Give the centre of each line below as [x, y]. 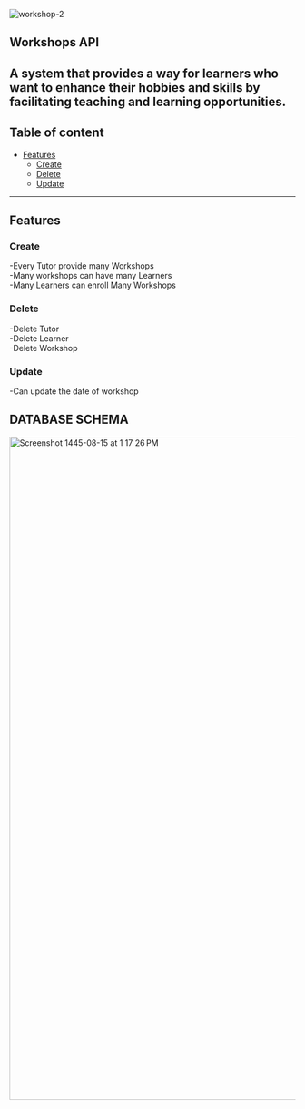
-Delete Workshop [44, 348]
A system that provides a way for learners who [144, 73]
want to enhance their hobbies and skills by [135, 88]
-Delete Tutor [34, 329]
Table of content [57, 133]
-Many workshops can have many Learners [91, 276]
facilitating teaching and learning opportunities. [148, 101]
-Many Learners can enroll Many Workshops [93, 285]
